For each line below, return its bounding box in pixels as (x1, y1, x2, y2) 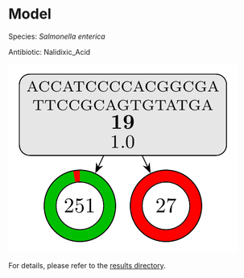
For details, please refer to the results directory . (8, 260, 167, 270)
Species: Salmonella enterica (8, 31, 106, 41)
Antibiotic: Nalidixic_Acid (8, 47, 91, 56)
